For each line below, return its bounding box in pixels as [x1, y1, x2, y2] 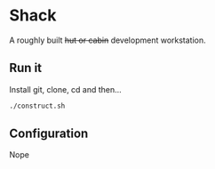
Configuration [9, 126, 89, 141]
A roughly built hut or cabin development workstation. [9, 35, 206, 45]
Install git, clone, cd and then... [9, 84, 122, 94]
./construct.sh [9, 101, 66, 110]
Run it [9, 60, 43, 76]
